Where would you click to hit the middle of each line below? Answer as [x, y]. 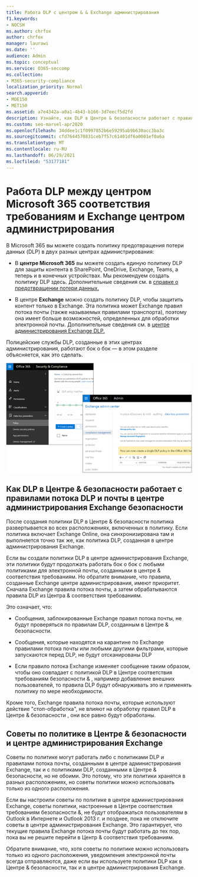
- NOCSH [16, 25]
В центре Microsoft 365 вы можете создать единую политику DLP [98, 263]
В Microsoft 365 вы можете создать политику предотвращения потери [95, 245]
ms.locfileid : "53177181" [38, 161]
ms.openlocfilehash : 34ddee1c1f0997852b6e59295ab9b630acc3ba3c [85, 130]
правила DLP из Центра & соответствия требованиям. [74, 595]
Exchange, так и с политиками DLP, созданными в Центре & [82, 770]
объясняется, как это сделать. [45, 355]
